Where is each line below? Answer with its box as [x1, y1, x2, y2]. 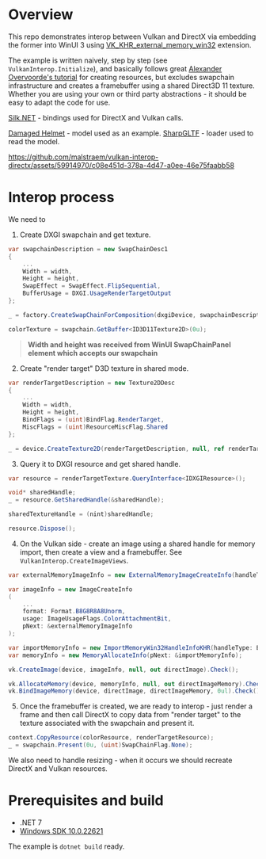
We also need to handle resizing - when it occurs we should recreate [8, 755, 233, 765]
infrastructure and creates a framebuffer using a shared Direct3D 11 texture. [8, 81, 255, 90]
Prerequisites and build [8, 792, 164, 810]
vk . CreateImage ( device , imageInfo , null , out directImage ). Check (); [8, 666, 239, 674]
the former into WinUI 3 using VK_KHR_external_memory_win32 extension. [8, 40, 252, 49]
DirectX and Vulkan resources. [8, 764, 108, 773]
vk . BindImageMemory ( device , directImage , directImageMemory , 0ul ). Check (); [8, 687, 264, 695]
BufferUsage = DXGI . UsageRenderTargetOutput [22, 289, 172, 298]
